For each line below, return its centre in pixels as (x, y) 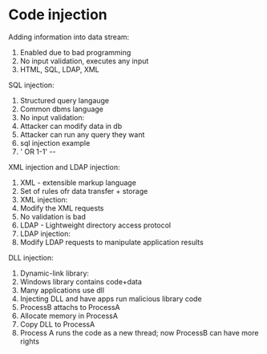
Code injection (58, 15)
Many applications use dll (62, 290)
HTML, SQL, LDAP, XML (60, 69)
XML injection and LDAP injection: (64, 167)
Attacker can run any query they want (82, 135)
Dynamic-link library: (55, 273)
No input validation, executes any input (84, 61)
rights (30, 341)
